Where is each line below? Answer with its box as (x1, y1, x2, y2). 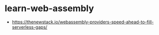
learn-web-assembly (4, 3, 94, 14)
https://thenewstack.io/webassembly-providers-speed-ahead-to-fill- (11, 19, 154, 25)
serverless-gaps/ (11, 24, 48, 30)
